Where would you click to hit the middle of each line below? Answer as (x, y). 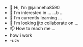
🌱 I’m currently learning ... (36, 18)
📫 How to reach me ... (32, 28)
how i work (21, 35)
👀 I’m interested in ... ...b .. (36, 13)
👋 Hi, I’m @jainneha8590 (35, 8)
